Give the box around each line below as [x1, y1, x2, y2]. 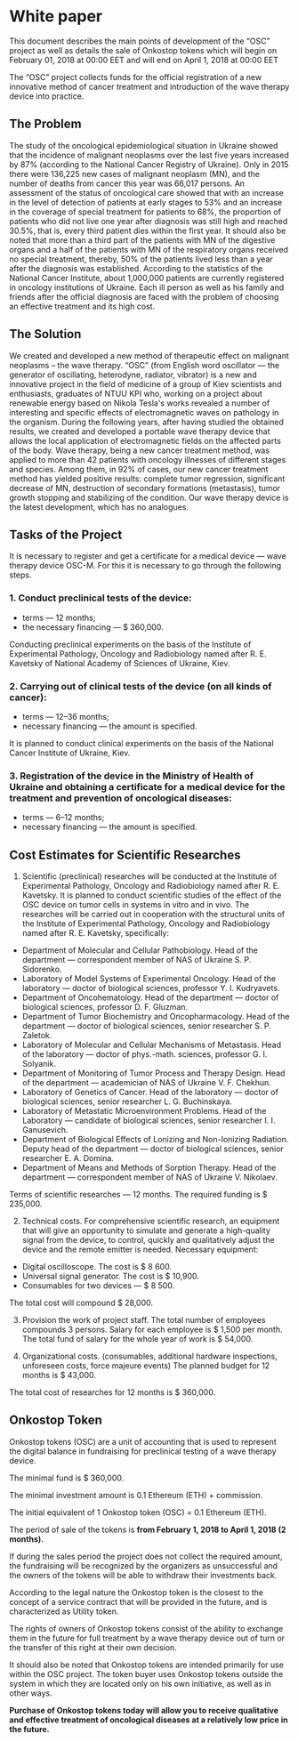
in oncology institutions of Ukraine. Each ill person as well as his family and [9, 282, 285, 293]
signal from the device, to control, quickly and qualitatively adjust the [21, 1235, 275, 1246]
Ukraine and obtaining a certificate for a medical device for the [9, 780, 286, 793]
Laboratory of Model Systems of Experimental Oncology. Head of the [21, 973, 277, 984]
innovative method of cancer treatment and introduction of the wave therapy [9, 81, 290, 92]
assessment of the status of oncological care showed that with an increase [9, 187, 285, 198]
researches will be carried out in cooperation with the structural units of [21, 909, 286, 920]
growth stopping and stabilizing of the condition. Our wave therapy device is [9, 492, 289, 503]
